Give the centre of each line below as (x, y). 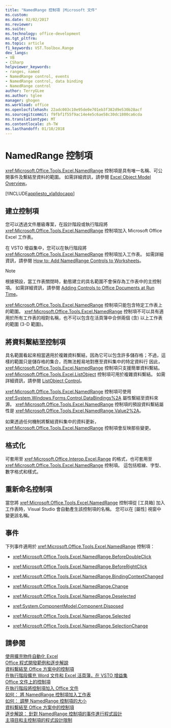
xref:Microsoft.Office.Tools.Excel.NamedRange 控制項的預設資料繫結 (87, 405)
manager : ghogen (22, 100)
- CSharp (15, 62)
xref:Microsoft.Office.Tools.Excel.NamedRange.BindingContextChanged (88, 576)
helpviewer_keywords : (28, 67)
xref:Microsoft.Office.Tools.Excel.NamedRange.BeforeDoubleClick (82, 556)
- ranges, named (22, 72)
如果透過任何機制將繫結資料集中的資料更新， (52, 421)
